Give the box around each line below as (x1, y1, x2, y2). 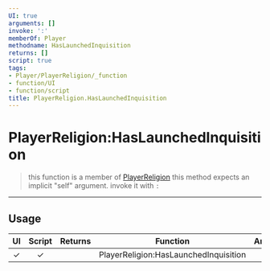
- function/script (8, 86, 70, 95)
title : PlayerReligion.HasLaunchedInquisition (8, 94, 167, 102)
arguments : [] (8, 19, 56, 27)
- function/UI (8, 79, 56, 87)
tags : (8, 64, 27, 72)
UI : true (8, 11, 38, 20)
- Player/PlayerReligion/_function (8, 72, 128, 80)
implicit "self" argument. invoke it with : (27, 181, 160, 191)
